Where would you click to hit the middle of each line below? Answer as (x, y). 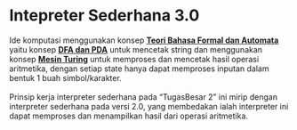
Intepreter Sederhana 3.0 (104, 16)
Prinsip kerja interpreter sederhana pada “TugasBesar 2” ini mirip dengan (144, 97)
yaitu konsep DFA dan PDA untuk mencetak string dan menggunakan (136, 49)
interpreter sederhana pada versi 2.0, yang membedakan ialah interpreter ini (149, 106)
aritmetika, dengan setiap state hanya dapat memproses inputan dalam (139, 69)
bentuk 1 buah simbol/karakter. (65, 77)
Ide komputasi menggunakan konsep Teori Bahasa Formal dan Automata (144, 40)
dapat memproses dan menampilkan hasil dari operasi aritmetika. (129, 116)
